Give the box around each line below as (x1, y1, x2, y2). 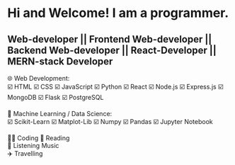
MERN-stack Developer (7, 55, 113, 67)
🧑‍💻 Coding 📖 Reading (7, 134, 70, 142)
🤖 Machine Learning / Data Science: (7, 110, 113, 118)
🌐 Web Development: (7, 74, 70, 82)
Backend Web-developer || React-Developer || (7, 44, 217, 56)
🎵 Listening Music (7, 142, 59, 149)
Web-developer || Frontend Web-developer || (7, 33, 212, 45)
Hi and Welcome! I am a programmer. (7, 5, 229, 21)
